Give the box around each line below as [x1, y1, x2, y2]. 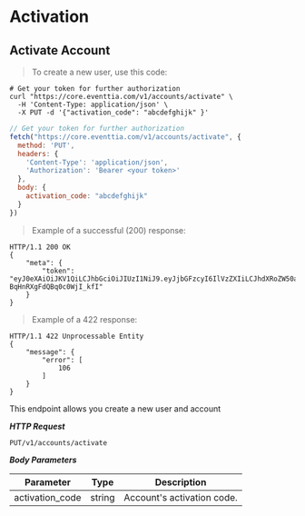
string [90, 491, 115, 503]
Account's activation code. [123, 491, 238, 503]
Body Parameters [9, 454, 77, 465]
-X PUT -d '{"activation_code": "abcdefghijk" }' [17, 108, 209, 117]
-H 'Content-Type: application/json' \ [17, 100, 169, 109]
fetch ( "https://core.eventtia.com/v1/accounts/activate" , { [9, 132, 242, 142]
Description [154, 475, 207, 488]
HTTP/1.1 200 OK [9, 243, 71, 252]
